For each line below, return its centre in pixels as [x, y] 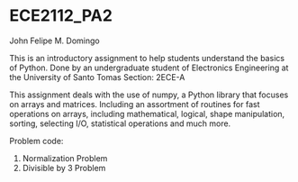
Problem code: [36, 141]
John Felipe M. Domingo [55, 41]
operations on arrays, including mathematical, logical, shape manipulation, [147, 114]
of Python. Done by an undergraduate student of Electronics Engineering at [149, 68]
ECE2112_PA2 [61, 16]
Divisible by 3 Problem [64, 168]
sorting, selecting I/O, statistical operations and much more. [120, 123]
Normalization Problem [65, 158]
